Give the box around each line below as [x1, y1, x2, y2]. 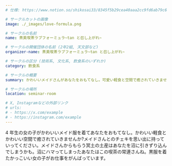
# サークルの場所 [5, 86, 37, 92]
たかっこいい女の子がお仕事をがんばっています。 [5, 155, 108, 161]
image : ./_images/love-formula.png [5, 21, 82, 27]
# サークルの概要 [5, 73, 37, 78]
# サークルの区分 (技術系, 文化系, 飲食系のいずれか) [5, 59, 106, 64]
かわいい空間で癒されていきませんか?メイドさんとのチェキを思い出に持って [5, 136, 165, 142]
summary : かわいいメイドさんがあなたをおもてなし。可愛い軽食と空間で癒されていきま [5, 77, 163, 82]
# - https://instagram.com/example [5, 114, 82, 120]
